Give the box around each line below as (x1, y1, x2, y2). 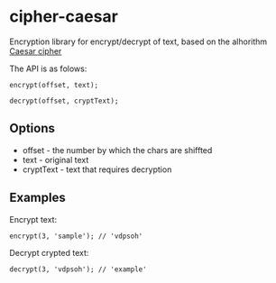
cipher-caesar (9, 6, 119, 27)
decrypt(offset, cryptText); (9, 96, 119, 105)
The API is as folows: (9, 63, 87, 74)
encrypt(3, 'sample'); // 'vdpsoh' (9, 232, 143, 241)
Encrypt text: (9, 214, 57, 224)
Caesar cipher (9, 45, 62, 56)
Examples (9, 190, 66, 205)
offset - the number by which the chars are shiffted (22, 144, 213, 155)
